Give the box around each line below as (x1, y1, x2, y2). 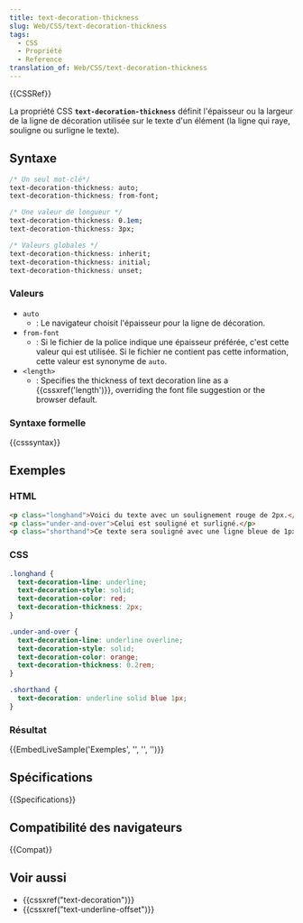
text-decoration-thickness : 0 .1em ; (9, 216, 143, 225)
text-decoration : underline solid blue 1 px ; (17, 694, 188, 703)
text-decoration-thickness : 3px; (9, 224, 135, 234)
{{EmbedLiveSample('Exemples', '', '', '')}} (9, 745, 165, 755)
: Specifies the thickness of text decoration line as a (35, 375, 229, 386)
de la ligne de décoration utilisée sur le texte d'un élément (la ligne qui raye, (9, 114, 291, 126)
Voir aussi (9, 871, 67, 886)
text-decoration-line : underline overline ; (17, 635, 183, 644)
